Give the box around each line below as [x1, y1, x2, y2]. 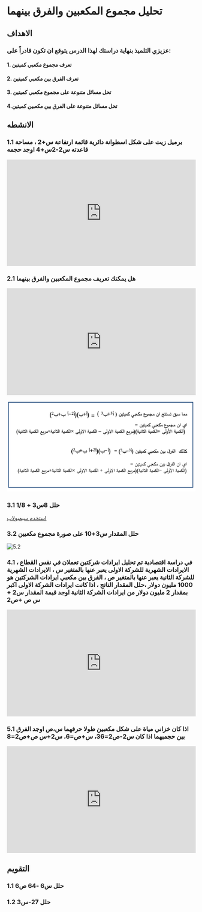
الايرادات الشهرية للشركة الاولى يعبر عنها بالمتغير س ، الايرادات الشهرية [7, 566, 189, 574]
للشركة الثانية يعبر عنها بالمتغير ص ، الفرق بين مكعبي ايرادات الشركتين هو [7, 573, 195, 582]
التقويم [7, 864, 29, 874]
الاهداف [7, 28, 32, 39]
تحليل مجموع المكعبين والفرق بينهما [7, 4, 162, 18]
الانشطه [7, 120, 34, 130]
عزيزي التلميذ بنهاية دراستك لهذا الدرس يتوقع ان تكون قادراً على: [7, 46, 171, 55]
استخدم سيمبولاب [7, 514, 47, 521]
